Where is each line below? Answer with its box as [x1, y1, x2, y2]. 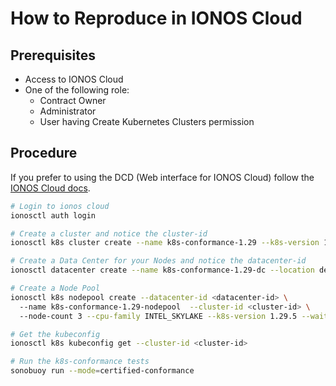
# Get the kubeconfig [10, 329, 101, 339]
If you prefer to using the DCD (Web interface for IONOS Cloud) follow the [10, 171, 315, 183]
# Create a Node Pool [10, 283, 101, 294]
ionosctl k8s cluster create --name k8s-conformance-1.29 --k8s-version [10, 238, 320, 248]
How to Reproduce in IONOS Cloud [10, 7, 303, 30]
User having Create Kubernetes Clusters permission [39, 116, 255, 127]
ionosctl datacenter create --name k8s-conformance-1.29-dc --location [10, 265, 315, 276]
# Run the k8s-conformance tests [10, 357, 150, 367]
